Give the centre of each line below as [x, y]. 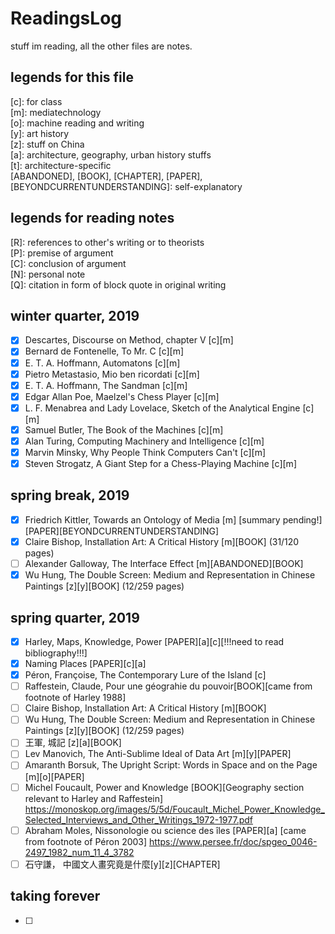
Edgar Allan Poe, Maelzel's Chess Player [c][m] [122, 396]
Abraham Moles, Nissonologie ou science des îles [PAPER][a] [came [165, 830]
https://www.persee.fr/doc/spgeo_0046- [233, 841]
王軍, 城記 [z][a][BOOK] [73, 743]
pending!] [302, 519]
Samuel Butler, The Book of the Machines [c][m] [124, 429]
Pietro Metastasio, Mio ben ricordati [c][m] [112, 374]
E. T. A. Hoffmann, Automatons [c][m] [102, 363]
